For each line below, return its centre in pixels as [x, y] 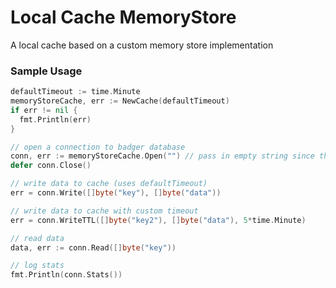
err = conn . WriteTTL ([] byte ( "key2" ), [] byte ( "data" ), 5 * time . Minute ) [158, 220]
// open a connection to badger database [98, 147]
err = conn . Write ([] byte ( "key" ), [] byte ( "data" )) [116, 193]
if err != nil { [44, 110]
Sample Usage [46, 71]
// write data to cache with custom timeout [104, 211]
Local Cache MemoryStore [123, 17]
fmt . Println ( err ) [55, 119]
